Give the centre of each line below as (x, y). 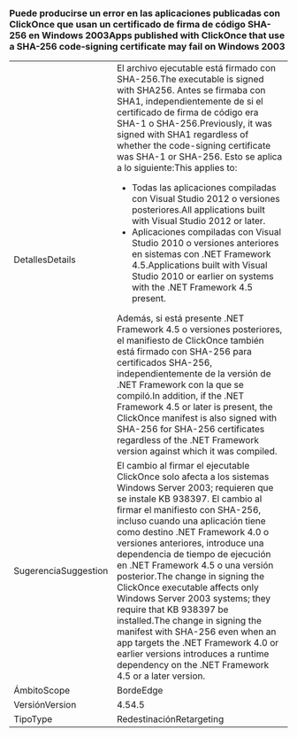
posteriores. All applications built (198, 210)
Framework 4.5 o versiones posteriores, (199, 330)
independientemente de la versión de (194, 374)
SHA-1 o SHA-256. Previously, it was (194, 124)
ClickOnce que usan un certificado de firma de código (127, 24)
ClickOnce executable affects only (187, 587)
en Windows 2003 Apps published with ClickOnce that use (156, 35)
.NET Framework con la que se (180, 385)
